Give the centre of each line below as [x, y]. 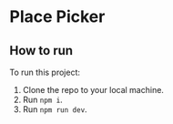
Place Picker [57, 17]
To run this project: [45, 72]
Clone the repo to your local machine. [93, 90]
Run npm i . [43, 99]
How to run [41, 51]
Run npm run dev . [55, 109]
